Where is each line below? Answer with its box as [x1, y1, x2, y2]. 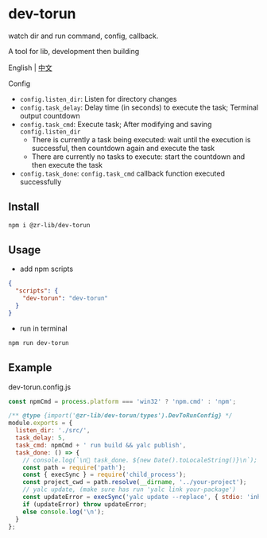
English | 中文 [8, 63, 53, 72]
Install [8, 200, 40, 214]
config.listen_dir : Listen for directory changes [19, 94, 177, 103]
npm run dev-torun [8, 339, 69, 346]
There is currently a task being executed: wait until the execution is [31, 134, 252, 144]
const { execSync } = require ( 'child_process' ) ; [22, 470, 187, 479]
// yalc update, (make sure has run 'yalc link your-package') [22, 486, 237, 493]
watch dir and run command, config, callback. [8, 31, 159, 41]
